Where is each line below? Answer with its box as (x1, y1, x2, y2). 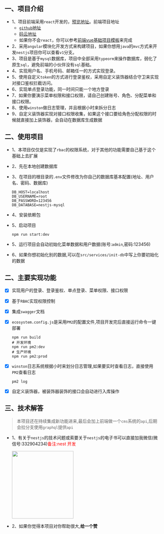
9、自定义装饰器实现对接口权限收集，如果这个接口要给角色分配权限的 (11, 111, 153, 116)
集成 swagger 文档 (11, 309, 45, 314)
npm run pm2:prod (11, 354, 48, 359)
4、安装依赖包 (11, 212, 41, 218)
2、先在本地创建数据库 (11, 163, 58, 169)
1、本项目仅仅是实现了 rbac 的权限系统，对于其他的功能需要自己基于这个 (11, 146, 156, 152)
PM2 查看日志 (11, 369, 36, 375)
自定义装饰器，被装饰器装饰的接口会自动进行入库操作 (11, 388, 120, 394)
